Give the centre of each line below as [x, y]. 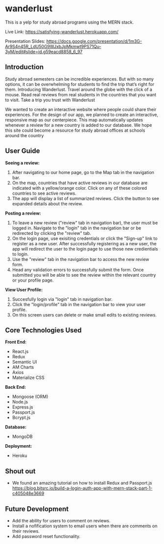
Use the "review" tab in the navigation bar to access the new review [81, 259]
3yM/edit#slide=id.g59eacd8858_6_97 [44, 52]
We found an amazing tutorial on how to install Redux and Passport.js [82, 483]
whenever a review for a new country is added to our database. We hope [79, 125]
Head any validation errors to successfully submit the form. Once [78, 270]
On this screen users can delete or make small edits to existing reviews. [84, 315]
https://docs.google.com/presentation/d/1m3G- [94, 41]
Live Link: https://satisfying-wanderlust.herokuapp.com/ [62, 31]
